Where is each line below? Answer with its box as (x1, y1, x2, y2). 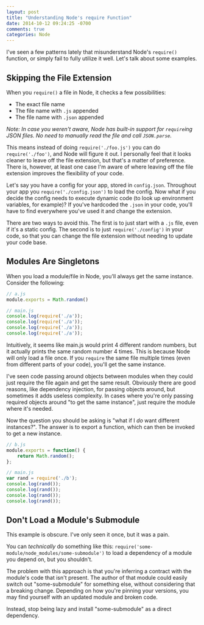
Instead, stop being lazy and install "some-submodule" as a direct (6, 605, 172, 613)
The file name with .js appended (15, 107, 99, 114)
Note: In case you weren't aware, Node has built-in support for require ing (6, 125, 193, 132)
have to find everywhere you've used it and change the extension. (6, 207, 172, 214)
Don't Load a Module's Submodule (6, 515, 140, 526)
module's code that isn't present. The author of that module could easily (6, 574, 188, 582)
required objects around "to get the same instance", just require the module (6, 398, 196, 406)
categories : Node (6, 32, 51, 38)
